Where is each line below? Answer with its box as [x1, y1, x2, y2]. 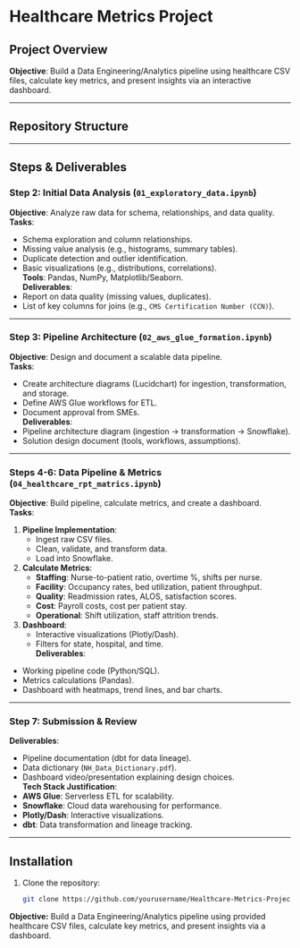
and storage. [21, 388, 70, 398]
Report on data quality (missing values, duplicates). [21, 291, 212, 302]
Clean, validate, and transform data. [35, 543, 168, 554]
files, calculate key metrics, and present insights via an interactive [9, 75, 252, 86]
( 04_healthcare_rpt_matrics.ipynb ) [9, 477, 162, 490]
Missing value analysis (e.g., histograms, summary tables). [21, 243, 238, 254]
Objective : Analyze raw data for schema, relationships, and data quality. [9, 207, 275, 218]
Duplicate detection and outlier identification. [21, 252, 188, 263]
